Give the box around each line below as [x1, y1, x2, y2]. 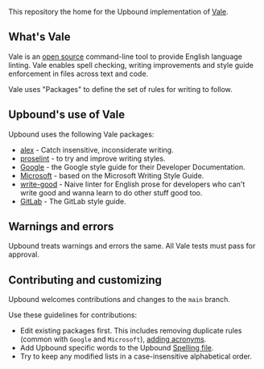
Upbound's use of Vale [8, 108, 126, 122]
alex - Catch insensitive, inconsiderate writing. [19, 145, 175, 154]
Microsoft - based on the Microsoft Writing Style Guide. [19, 170, 204, 180]
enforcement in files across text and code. [8, 69, 149, 78]
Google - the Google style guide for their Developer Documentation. [19, 161, 245, 172]
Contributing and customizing [8, 273, 163, 287]
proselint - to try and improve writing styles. [19, 153, 166, 163]
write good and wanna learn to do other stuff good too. [19, 187, 203, 197]
